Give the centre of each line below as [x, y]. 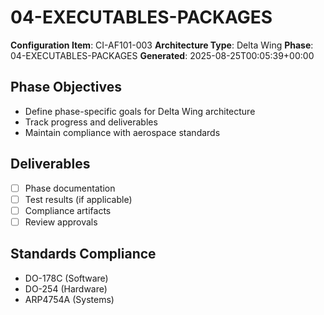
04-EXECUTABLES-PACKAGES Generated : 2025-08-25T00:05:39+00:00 [162, 55]
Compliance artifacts [68, 210]
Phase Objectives [66, 87]
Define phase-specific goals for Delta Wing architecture [140, 111]
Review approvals [61, 222]
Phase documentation [70, 188]
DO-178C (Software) [66, 278]
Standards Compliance [83, 254]
